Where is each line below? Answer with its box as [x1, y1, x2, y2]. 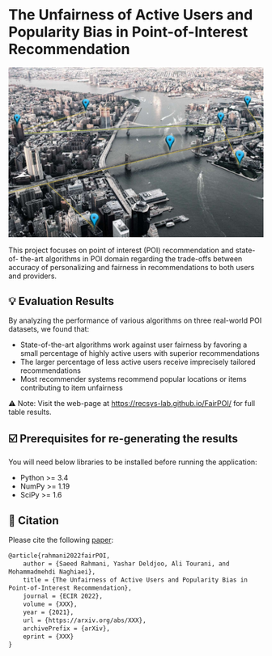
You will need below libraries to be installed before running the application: [8, 457, 257, 467]
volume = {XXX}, [23, 600, 79, 608]
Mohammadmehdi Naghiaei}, [8, 568, 96, 576]
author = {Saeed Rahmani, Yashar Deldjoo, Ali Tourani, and [23, 560, 230, 568]
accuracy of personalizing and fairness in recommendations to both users [8, 262, 255, 272]
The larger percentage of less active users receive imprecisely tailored [19, 358, 257, 367]
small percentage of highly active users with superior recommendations [19, 349, 261, 358]
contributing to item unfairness [19, 383, 123, 393]
